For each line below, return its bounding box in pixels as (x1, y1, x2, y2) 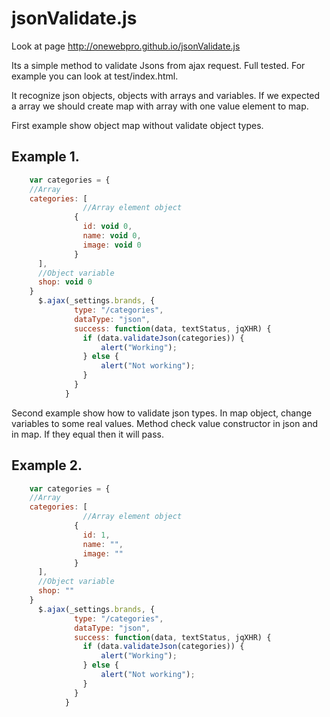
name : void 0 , (82, 231, 142, 241)
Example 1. (11, 148, 80, 166)
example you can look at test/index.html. (11, 70, 179, 82)
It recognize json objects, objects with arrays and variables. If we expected (11, 89, 321, 101)
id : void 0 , (82, 222, 133, 232)
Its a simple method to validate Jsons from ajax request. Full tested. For (11, 59, 306, 71)
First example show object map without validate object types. (11, 119, 264, 131)
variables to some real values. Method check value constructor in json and (11, 417, 319, 429)
